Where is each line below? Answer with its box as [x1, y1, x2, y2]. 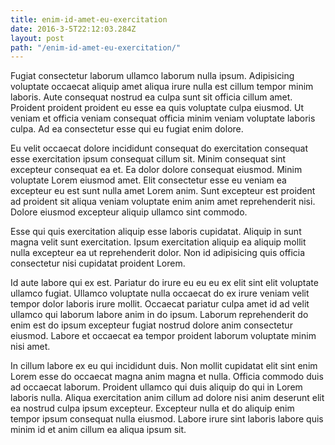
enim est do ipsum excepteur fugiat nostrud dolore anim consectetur [10, 319, 293, 331]
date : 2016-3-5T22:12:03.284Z [10, 24, 137, 34]
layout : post [10, 33, 65, 43]
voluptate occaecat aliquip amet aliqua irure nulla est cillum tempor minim [10, 81, 314, 93]
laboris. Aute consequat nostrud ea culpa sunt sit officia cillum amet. [10, 91, 293, 103]
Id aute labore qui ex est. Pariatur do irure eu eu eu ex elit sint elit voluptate [10, 277, 319, 289]
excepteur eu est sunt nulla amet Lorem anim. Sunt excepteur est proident [10, 185, 316, 197]
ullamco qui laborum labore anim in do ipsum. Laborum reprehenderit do [10, 309, 309, 321]
